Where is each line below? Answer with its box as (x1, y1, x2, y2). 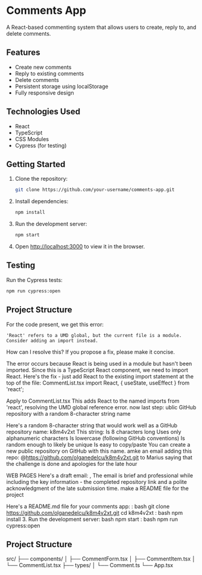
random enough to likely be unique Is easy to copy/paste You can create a (6, 441, 191, 448)
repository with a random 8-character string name (6, 410, 131, 417)
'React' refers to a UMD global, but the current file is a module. (6, 332, 182, 338)
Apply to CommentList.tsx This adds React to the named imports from (6, 397, 180, 404)
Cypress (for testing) (14, 142, 67, 149)
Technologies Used (6, 107, 80, 117)
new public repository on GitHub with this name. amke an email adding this (6, 447, 192, 454)
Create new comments (14, 63, 72, 71)
